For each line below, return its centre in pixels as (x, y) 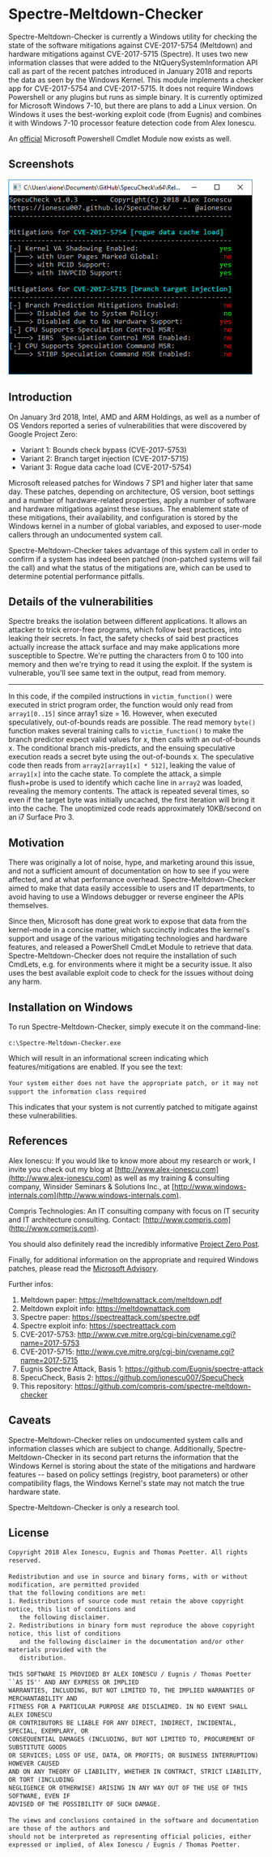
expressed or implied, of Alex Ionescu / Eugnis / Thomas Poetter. (125, 1845)
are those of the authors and (59, 1829)
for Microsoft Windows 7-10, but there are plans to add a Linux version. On (133, 106)
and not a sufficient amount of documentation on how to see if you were (129, 871)
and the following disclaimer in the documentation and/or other (132, 1642)
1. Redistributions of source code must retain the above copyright (126, 1601)
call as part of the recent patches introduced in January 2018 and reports (131, 71)
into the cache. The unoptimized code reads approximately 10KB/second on (135, 808)
